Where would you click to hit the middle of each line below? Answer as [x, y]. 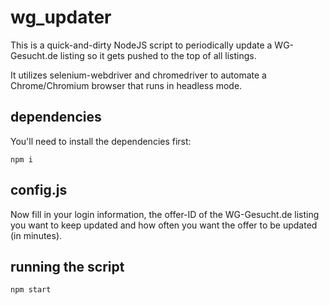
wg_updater [61, 17]
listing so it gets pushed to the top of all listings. [158, 55]
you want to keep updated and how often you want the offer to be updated [164, 225]
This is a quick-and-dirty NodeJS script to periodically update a [141, 45]
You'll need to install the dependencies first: [101, 141]
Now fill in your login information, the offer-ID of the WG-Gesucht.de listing [165, 214]
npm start [31, 290]
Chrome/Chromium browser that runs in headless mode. [126, 85]
